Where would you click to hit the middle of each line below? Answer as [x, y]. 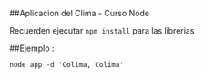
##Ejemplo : [32, 48]
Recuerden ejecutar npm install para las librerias [102, 30]
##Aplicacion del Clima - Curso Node [80, 13]
